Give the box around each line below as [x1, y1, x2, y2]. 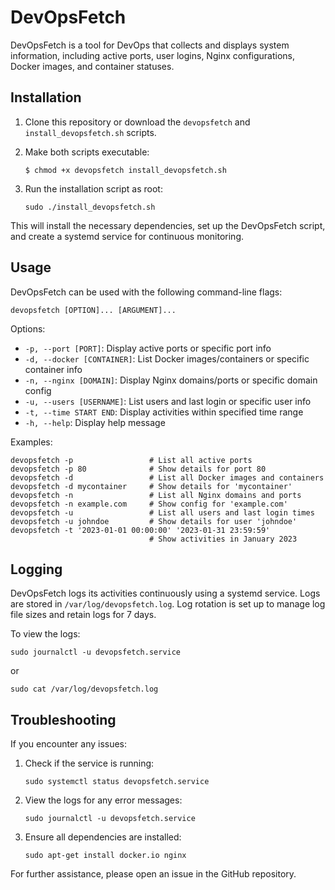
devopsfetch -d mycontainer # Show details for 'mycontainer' [10, 481, 293, 491]
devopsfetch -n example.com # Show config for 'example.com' [10, 499, 288, 509]
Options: [10, 322, 46, 335]
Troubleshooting [10, 711, 117, 728]
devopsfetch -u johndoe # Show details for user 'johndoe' [10, 516, 298, 526]
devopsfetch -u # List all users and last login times [10, 507, 315, 518]
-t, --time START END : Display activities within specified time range [24, 406, 304, 418]
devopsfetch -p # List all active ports [10, 455, 253, 465]
